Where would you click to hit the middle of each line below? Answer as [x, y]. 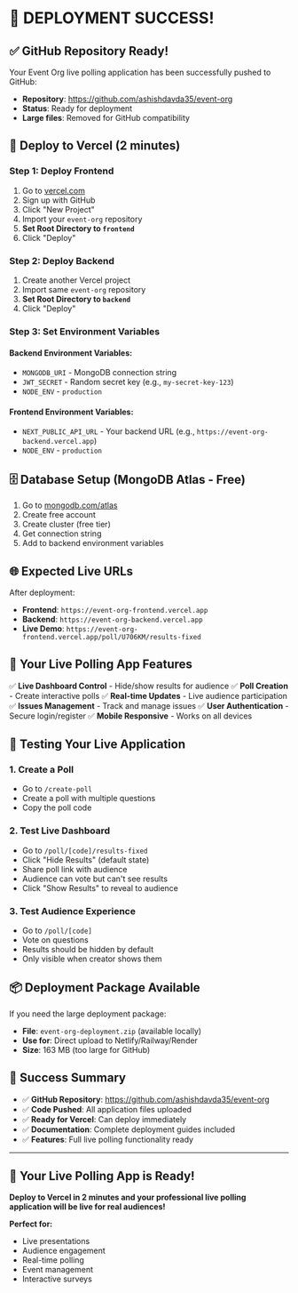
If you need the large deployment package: [88, 1014]
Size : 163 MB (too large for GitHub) [86, 1049]
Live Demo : [43, 628]
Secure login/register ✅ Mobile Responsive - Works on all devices [131, 716]
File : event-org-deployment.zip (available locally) [112, 1031]
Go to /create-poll [57, 789]
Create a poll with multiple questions [89, 799]
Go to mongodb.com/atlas [70, 505]
